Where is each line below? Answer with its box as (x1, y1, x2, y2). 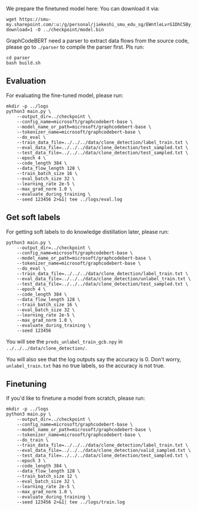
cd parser (6, 55, 31, 61)
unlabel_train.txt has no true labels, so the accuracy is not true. (6, 362, 165, 369)
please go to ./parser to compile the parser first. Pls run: (6, 44, 144, 50)
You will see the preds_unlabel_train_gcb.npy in (6, 338, 123, 345)
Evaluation (6, 76, 46, 86)
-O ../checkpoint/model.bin (35, 27, 104, 33)
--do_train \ (16, 437, 49, 443)
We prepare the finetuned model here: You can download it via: (6, 5, 160, 12)
